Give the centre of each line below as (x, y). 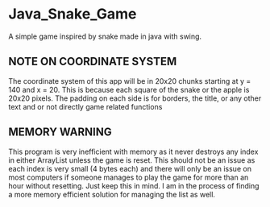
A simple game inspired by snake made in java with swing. (105, 36)
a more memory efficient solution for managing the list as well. (112, 194)
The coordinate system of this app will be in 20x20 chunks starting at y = (130, 81)
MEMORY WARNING (60, 132)
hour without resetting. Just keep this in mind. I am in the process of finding (134, 185)
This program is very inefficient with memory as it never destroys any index (133, 151)
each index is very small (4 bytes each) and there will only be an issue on (130, 168)
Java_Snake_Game (73, 14)
